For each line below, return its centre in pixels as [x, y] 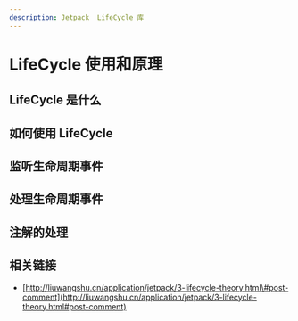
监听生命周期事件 [56, 166]
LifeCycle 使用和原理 [86, 64]
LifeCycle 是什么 [55, 100]
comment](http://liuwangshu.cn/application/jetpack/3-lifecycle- [139, 297]
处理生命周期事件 [56, 199]
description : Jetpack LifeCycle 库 [77, 17]
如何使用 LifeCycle [61, 133]
